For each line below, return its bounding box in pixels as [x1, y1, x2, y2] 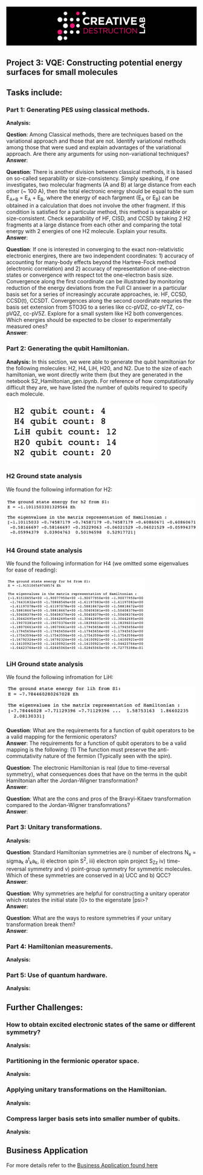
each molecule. [6, 390, 45, 398]
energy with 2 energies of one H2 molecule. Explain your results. [6, 228, 167, 235]
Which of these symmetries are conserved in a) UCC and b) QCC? [6, 871, 171, 879]
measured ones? [6, 323, 48, 330]
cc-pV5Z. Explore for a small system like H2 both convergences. [23, 310, 183, 317]
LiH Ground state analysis [6, 660, 83, 668]
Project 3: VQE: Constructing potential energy [6, 57, 183, 68]
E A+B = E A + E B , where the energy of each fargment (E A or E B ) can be [6, 194, 179, 203]
